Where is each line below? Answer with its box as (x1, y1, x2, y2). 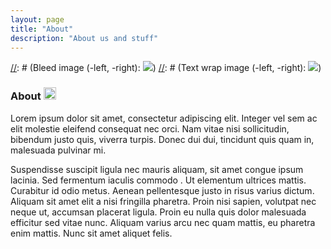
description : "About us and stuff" (10, 33, 159, 43)
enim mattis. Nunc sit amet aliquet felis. (10, 227, 173, 239)
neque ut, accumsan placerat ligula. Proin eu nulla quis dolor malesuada (10, 206, 307, 218)
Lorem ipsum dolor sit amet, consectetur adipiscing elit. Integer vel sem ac (10, 112, 318, 124)
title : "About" (10, 24, 74, 34)
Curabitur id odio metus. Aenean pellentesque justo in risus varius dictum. (10, 184, 315, 196)
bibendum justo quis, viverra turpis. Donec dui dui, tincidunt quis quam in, (10, 133, 315, 145)
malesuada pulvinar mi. (10, 144, 107, 156)
